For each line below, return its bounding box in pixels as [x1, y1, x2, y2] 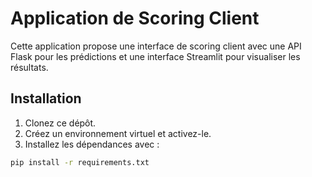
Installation [10, 90, 82, 107]
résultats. [10, 61, 49, 73]
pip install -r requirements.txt [10, 157, 150, 167]
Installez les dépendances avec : [24, 138, 160, 150]
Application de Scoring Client [10, 7, 260, 30]
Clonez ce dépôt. [24, 117, 97, 129]
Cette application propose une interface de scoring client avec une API [10, 40, 302, 52]
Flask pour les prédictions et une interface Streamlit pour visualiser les [10, 50, 301, 62]
